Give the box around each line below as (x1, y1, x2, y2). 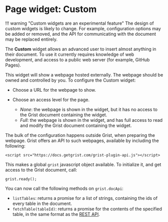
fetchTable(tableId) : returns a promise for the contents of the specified (12, 205, 162, 212)
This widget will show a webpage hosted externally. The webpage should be (5, 71, 163, 78)
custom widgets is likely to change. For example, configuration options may (5, 25, 161, 31)
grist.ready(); (5, 176, 37, 182)
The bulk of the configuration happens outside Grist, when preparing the (5, 132, 155, 138)
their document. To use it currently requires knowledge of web (5, 51, 134, 57)
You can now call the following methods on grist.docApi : (5, 185, 124, 191)
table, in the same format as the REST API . (12, 211, 100, 217)
